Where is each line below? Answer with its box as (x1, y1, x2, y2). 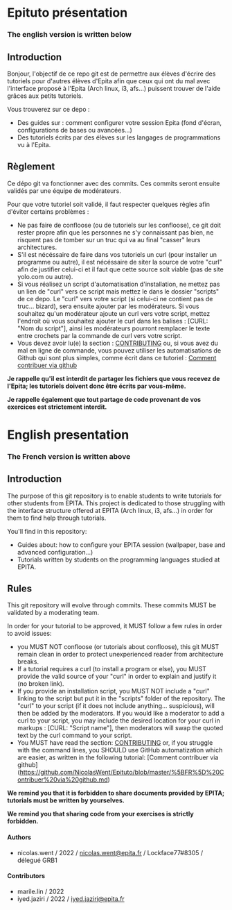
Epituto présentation (7, 5, 128, 21)
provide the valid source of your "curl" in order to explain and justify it (17, 672, 217, 681)
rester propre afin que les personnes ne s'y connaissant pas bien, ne (17, 228, 214, 237)
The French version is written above (7, 451, 131, 461)
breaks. (17, 657, 39, 666)
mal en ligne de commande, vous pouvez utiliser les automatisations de (17, 346, 222, 355)
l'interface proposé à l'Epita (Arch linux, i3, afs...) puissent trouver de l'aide (7, 84, 221, 92)
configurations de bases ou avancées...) (17, 126, 133, 134)
